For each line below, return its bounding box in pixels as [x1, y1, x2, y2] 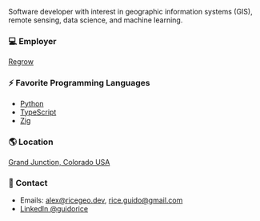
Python [19, 98, 44, 108]
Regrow [8, 57, 34, 66]
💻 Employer [8, 35, 57, 46]
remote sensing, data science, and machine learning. [8, 15, 183, 25]
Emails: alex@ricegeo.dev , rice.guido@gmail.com [19, 195, 183, 205]
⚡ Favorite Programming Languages [8, 78, 150, 89]
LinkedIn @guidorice [19, 204, 89, 214]
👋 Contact [8, 177, 48, 188]
